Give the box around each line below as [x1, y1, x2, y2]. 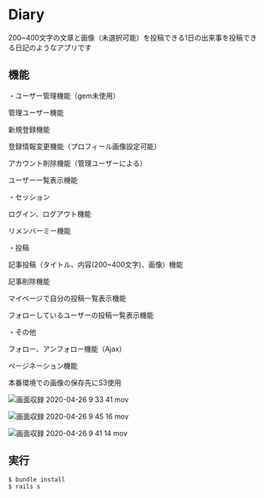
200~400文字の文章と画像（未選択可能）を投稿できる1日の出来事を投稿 [8, 33, 243, 42]
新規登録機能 [8, 125, 50, 134]
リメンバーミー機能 [8, 226, 71, 235]
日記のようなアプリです [14, 42, 92, 52]
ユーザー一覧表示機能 [8, 175, 78, 184]
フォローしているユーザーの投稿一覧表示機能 [8, 310, 155, 319]
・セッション [8, 192, 50, 202]
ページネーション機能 [8, 361, 78, 370]
